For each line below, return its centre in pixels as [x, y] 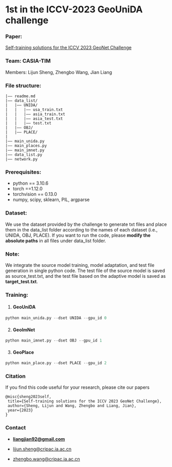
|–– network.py [22, 159]
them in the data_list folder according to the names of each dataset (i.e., [82, 229]
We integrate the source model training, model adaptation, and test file [80, 265]
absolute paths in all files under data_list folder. [56, 241]
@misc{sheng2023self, [28, 397]
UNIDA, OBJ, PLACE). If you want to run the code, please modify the [78, 235]
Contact [16, 428]
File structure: [23, 85]
